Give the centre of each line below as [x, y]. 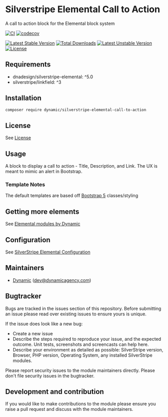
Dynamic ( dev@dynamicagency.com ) [52, 280]
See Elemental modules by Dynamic [43, 224]
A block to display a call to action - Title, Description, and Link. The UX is [81, 166]
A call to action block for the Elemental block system [60, 23]
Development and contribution [55, 392]
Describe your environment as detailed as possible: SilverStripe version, [88, 349]
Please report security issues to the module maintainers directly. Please [80, 370]
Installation [23, 98]
